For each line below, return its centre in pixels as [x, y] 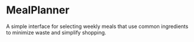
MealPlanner [38, 10]
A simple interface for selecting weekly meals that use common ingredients [97, 26]
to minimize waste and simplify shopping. [56, 32]
